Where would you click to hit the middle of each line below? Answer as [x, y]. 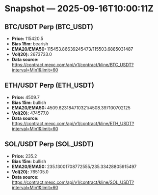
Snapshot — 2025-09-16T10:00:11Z [79, 9]
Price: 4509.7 [26, 97]
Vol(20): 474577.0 [30, 113]
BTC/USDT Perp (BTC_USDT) [49, 27]
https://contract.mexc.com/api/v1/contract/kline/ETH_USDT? [73, 123]
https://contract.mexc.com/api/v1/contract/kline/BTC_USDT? [73, 65]
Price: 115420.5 [27, 38]
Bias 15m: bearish [30, 44]
